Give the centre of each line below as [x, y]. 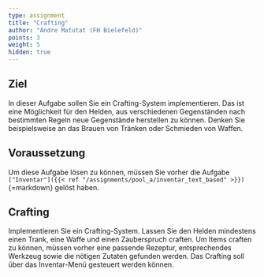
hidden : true [30, 52]
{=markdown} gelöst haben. [54, 187]
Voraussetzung [46, 153]
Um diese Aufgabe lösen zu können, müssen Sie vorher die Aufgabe [119, 172]
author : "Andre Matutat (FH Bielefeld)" [76, 30]
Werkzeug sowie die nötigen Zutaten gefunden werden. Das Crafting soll [126, 256]
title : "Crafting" [38, 23]
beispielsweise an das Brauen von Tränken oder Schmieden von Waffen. [126, 128]
